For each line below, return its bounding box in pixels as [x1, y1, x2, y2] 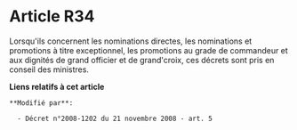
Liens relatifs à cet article [9, 81, 105, 92]
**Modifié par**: [9, 98, 74, 108]
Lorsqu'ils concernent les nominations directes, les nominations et [9, 36, 253, 46]
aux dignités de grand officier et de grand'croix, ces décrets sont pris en [9, 54, 275, 65]
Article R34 [9, 6, 95, 27]
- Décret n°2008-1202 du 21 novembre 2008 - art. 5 [17, 114, 213, 123]
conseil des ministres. [9, 64, 89, 75]
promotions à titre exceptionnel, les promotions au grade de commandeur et [9, 45, 289, 55]
